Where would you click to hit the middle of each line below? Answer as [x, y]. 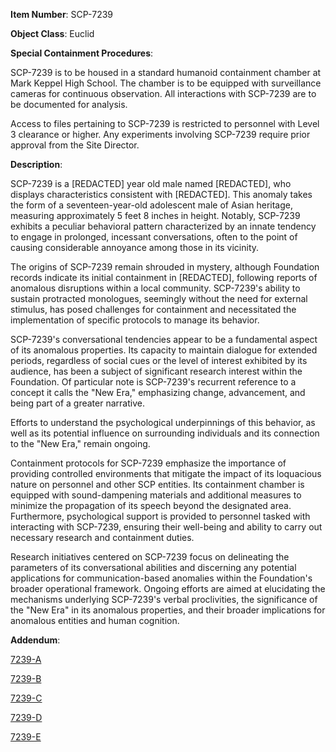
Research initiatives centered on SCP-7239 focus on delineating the [150, 557]
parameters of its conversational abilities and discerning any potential [153, 567]
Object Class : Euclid [52, 33]
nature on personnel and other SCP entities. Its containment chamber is [157, 484]
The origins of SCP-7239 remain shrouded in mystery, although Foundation [165, 267]
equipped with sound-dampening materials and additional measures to [156, 495]
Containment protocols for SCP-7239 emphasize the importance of [148, 463]
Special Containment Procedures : [82, 53]
